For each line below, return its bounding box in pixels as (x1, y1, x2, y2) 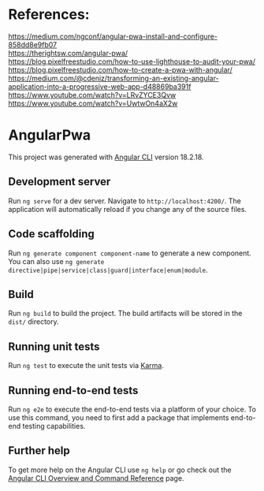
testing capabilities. (22, 421, 86, 430)
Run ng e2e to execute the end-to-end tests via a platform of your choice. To (8, 404, 257, 414)
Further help (8, 444, 71, 458)
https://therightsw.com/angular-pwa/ (8, 48, 128, 58)
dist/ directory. (8, 317, 59, 326)
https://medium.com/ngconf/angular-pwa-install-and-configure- (8, 32, 218, 41)
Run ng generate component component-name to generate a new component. (8, 248, 252, 258)
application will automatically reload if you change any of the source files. (8, 204, 247, 214)
